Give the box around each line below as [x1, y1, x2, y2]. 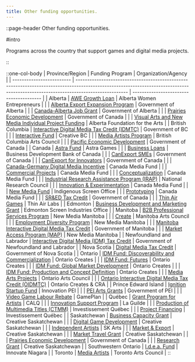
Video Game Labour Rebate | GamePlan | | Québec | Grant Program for [6, 293, 176, 300]
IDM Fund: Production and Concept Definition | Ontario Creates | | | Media [6, 268, 183, 275]
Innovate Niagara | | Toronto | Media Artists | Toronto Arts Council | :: [6, 349, 171, 356]
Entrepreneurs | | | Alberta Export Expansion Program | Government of [6, 100, 175, 108]
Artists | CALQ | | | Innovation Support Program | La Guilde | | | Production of [6, 299, 189, 307]
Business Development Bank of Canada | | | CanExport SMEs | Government [6, 150, 186, 158]
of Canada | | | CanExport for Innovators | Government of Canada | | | [6, 156, 172, 163]
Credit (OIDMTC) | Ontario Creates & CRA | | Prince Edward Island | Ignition [6, 281, 186, 288]
